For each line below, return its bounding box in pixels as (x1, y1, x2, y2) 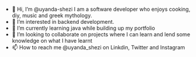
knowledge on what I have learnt (11, 37, 93, 44)
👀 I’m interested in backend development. (11, 18, 115, 25)
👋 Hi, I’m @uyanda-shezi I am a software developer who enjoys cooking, (11, 6, 191, 12)
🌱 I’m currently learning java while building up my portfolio (11, 24, 155, 31)
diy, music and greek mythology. (11, 12, 93, 19)
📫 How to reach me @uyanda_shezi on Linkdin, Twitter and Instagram (11, 44, 185, 50)
